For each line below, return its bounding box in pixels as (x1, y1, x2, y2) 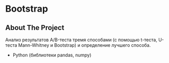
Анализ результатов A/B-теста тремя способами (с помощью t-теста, (5, 37, 158, 43)
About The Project (5, 23, 65, 32)
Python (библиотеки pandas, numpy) (12, 52, 92, 58)
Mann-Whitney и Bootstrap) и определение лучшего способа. (18, 42, 151, 48)
